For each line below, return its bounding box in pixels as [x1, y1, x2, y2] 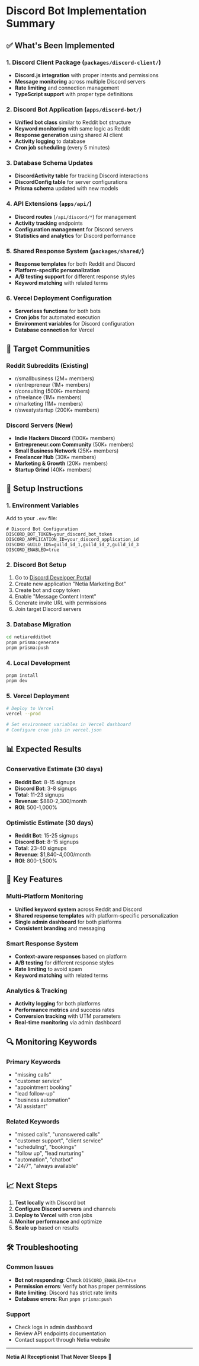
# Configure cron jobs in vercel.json [6, 727, 102, 733]
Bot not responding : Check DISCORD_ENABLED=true [14, 1276, 137, 1284]
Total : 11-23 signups [14, 791, 65, 798]
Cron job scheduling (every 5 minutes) [14, 144, 110, 151]
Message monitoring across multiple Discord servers [14, 78, 146, 85]
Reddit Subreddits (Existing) [6, 361, 89, 370]
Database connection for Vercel [14, 326, 95, 333]
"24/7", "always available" [14, 1163, 79, 1170]
